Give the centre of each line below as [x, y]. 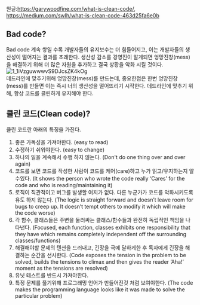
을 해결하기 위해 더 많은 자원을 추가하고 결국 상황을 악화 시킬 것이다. [85, 64]
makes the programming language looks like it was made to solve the [100, 289]
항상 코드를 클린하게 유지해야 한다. [54, 93]
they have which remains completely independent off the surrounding [101, 234]
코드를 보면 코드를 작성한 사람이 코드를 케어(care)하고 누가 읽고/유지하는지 [101, 171]
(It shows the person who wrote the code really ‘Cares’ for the [109, 178]
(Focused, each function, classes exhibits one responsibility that [112, 227]
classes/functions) [38, 240]
